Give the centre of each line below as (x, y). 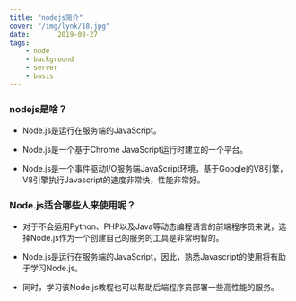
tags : (19, 43)
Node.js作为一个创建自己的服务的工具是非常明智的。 (127, 238)
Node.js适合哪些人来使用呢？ (73, 205)
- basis (39, 76)
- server (42, 68)
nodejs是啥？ (38, 109)
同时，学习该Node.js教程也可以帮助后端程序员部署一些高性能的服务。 (151, 288)
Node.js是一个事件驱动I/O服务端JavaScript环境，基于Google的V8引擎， (155, 169)
